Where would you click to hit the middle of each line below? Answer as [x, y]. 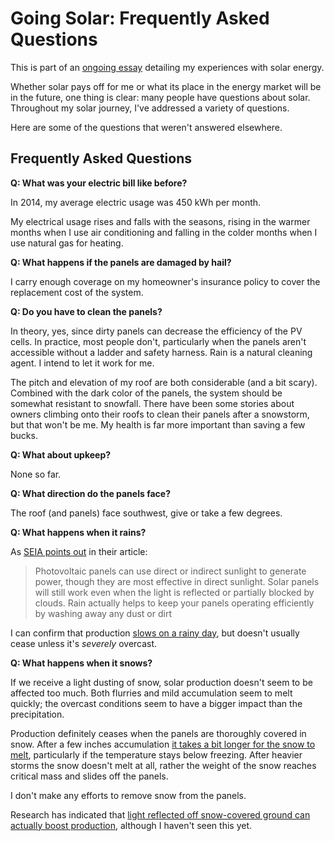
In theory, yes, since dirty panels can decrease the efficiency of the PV [156, 331]
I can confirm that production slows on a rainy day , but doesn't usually [155, 633]
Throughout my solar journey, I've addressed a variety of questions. [150, 108]
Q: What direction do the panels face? [90, 493]
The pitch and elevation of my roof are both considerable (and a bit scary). [164, 382]
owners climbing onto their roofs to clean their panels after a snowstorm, [160, 414]
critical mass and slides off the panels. [89, 776]
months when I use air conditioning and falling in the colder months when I [164, 232]
